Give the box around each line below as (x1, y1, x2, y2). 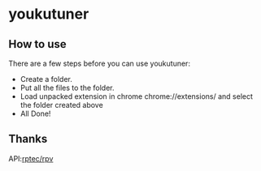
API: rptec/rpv (8, 153, 54, 163)
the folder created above (20, 100, 103, 109)
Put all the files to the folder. (20, 83, 115, 92)
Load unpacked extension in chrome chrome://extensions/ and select (20, 92, 254, 101)
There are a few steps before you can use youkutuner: (8, 58, 191, 68)
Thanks (8, 132, 48, 146)
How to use (8, 37, 67, 51)
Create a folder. (20, 75, 73, 83)
